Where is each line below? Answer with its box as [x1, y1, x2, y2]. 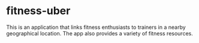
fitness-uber [6, 4, 71, 18]
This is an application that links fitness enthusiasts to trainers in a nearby [6, 24, 186, 31]
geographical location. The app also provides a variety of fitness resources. [6, 29, 193, 37]
